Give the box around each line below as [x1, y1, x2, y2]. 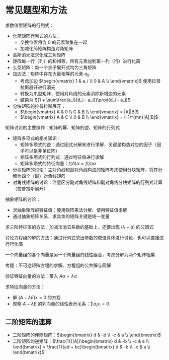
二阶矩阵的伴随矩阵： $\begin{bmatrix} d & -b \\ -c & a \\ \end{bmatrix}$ [12, 332, 161, 338]
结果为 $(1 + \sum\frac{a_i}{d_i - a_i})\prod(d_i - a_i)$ [20, 97, 131, 103]
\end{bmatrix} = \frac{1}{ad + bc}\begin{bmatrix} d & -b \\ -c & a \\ [12, 344, 151, 350]
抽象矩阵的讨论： [5, 196, 41, 202]
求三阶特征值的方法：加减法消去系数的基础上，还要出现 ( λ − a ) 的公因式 [5, 224, 154, 230]
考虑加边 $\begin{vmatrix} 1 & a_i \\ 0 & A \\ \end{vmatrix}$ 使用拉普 [20, 78, 161, 84]
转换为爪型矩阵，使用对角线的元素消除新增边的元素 [20, 90, 126, 96]
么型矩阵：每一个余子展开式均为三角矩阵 [12, 64, 97, 70]
